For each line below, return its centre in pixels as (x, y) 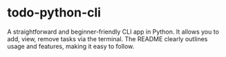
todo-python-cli (54, 13)
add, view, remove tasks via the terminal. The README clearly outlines (107, 38)
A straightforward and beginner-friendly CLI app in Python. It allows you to (113, 32)
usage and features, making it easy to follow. (71, 46)
